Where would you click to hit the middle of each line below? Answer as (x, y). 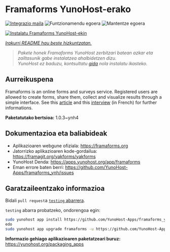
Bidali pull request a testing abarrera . (45, 200)
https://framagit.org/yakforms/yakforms (54, 156)
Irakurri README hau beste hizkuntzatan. (49, 43)
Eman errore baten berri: (38, 167)
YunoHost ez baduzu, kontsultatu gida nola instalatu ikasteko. (82, 63)
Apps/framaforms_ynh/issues (43, 173)
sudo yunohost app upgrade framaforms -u (50, 229)
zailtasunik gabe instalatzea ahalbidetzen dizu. (67, 58)
